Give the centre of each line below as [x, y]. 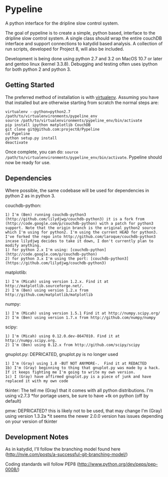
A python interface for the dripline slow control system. [62, 23]
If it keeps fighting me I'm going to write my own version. [70, 372]
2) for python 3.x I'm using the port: [47, 259]
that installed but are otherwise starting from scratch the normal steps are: [82, 102]
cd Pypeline [18, 134]
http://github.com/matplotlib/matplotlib [49, 295]
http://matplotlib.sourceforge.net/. [45, 286]
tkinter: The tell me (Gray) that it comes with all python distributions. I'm [79, 390]
